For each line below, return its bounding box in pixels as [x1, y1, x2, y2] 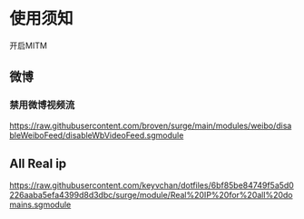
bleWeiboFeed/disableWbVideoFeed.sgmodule [9, 129, 184, 141]
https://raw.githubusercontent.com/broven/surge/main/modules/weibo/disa [9, 120, 292, 131]
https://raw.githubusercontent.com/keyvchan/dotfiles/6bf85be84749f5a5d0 [9, 180, 295, 191]
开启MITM [9, 40, 48, 51]
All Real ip [9, 156, 67, 172]
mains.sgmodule [9, 199, 72, 210]
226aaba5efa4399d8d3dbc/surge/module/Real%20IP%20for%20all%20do [9, 190, 293, 201]
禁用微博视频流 [9, 99, 75, 112]
